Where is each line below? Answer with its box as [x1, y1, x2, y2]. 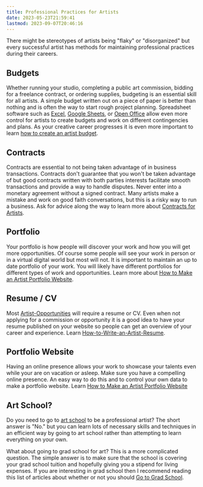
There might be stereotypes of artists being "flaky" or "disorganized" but [6, 37, 190, 45]
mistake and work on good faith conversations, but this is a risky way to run [6, 196, 197, 203]
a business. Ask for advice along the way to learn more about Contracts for [6, 203, 196, 210]
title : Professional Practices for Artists [6, 9, 119, 15]
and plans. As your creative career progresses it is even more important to [6, 123, 194, 130]
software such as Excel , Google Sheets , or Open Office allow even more [6, 110, 188, 117]
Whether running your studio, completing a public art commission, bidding [6, 84, 194, 92]
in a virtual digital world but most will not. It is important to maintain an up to [6, 256, 197, 263]
